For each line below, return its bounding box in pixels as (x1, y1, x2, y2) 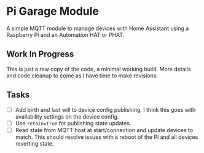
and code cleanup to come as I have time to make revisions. (6, 72, 159, 79)
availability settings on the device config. (15, 112, 119, 120)
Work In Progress (6, 49, 74, 60)
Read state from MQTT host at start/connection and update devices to (15, 126, 194, 133)
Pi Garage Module (6, 4, 100, 18)
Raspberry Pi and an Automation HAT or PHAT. (6, 31, 125, 38)
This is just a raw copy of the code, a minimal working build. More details (6, 65, 192, 73)
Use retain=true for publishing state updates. (15, 119, 131, 127)
